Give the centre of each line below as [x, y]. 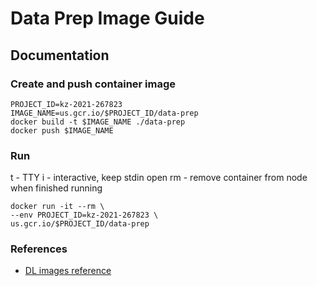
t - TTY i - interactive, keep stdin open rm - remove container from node [159, 178]
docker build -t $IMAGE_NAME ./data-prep [98, 122]
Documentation [60, 55]
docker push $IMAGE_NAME [62, 130]
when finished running [56, 188]
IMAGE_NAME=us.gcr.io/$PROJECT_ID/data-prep [104, 113]
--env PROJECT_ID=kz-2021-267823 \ [84, 215]
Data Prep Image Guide [107, 18]
